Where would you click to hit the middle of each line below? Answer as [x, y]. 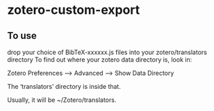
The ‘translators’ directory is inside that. [64, 86]
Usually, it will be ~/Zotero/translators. [62, 100]
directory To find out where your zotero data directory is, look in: [100, 60]
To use [22, 36]
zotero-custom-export [74, 10]
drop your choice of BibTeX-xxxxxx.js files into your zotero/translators [107, 52]
